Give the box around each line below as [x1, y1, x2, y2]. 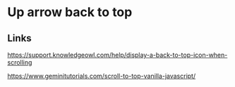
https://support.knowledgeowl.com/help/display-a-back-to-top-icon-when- [7, 51, 228, 59]
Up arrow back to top [7, 4, 133, 20]
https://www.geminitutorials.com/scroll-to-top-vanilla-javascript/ [7, 72, 196, 80]
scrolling [7, 58, 32, 67]
